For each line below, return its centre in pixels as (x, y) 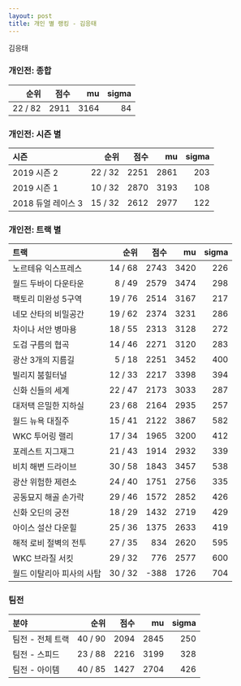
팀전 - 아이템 (36, 670)
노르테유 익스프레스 (47, 269)
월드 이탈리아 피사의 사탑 (57, 574)
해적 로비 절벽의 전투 (49, 544)
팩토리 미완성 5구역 (47, 299)
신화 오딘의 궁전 (41, 513)
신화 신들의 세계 (41, 391)
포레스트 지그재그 (44, 452)
